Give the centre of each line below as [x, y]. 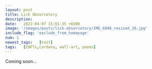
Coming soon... [21, 61]
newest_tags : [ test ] [29, 42]
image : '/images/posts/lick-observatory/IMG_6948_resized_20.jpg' [77, 28]
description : [19, 19]
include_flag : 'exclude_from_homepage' [47, 33]
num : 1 [12, 38]
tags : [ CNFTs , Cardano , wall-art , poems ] [50, 47]
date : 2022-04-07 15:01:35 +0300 [43, 24]
